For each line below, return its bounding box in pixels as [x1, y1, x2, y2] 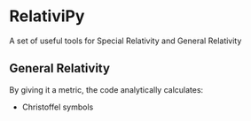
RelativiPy [9, 6, 85, 26]
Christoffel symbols [21, 102, 94, 112]
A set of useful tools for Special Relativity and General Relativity [9, 35, 242, 46]
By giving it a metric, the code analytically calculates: [9, 84, 204, 95]
